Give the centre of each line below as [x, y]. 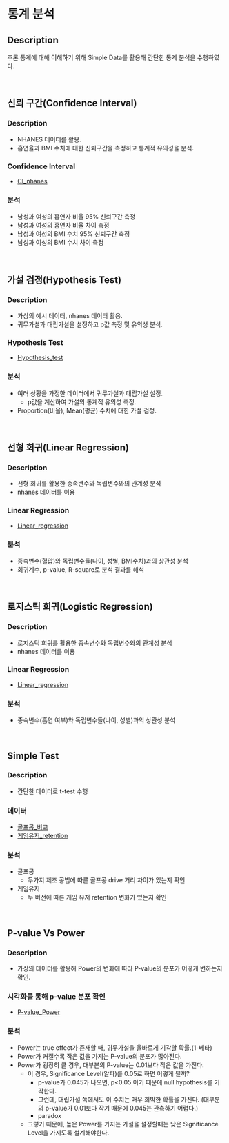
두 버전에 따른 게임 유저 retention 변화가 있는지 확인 [97, 897]
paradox [50, 1115]
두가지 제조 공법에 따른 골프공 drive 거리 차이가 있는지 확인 [106, 880]
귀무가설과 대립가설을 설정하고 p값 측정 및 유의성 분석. [90, 324]
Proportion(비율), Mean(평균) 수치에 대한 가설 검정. [87, 410]
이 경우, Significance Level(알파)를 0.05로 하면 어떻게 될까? [108, 1073]
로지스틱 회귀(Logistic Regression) [80, 607]
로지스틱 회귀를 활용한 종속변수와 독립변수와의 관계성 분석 [94, 643]
